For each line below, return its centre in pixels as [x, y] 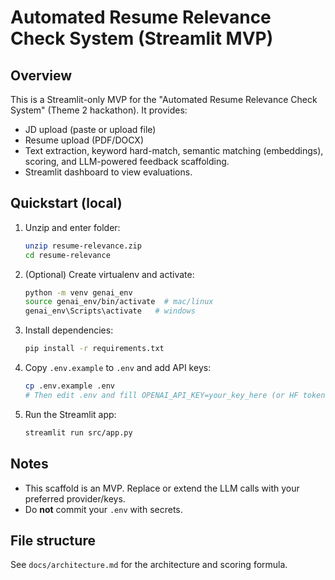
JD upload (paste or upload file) [90, 129]
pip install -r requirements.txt [94, 349]
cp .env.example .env [69, 386]
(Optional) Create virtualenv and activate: [109, 274]
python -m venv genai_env [78, 292]
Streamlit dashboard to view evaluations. [108, 172]
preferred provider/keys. [75, 498]
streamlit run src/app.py [78, 432]
